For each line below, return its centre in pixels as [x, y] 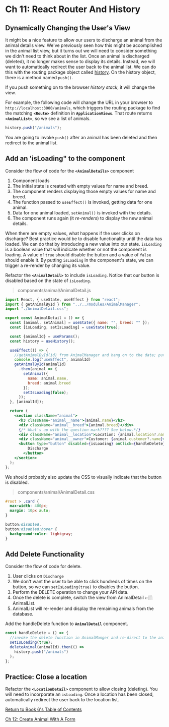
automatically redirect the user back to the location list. [62, 700]
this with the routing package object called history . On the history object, [80, 72]
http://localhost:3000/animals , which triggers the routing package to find [83, 108]
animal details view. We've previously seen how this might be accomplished [84, 45]
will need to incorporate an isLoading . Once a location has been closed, [79, 694]
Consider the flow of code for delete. [44, 567]
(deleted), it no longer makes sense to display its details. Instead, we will [80, 61]
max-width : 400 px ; [29, 506]
